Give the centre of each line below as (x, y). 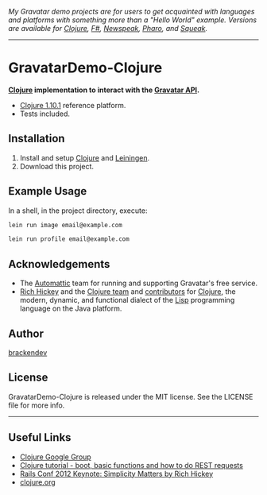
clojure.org (37, 482)
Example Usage (48, 191)
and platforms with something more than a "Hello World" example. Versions (132, 20)
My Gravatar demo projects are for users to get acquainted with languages (132, 12)
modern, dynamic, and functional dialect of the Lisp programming (127, 300)
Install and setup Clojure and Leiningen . (84, 157)
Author (26, 333)
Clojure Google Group (55, 457)
